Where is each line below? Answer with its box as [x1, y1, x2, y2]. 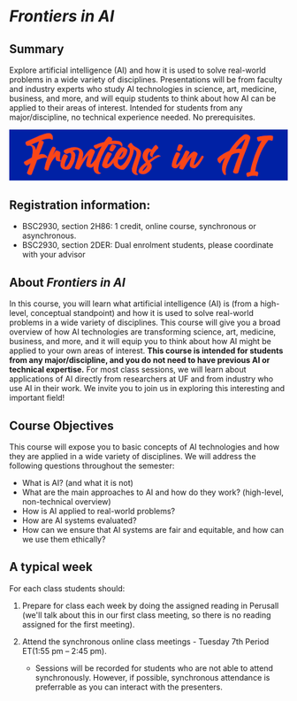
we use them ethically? [21, 534, 106, 545]
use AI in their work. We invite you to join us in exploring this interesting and [9, 383, 286, 394]
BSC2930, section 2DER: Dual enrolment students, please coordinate [21, 240, 274, 250]
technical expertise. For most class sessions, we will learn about [9, 365, 247, 375]
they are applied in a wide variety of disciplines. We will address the [9, 451, 256, 462]
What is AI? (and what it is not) [21, 478, 134, 489]
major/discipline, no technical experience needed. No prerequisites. [9, 112, 256, 122]
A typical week [9, 559, 93, 574]
